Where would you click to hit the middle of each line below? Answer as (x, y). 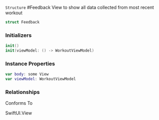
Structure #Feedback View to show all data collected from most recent (80, 7)
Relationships (23, 92)
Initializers (19, 35)
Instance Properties (30, 63)
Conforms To (19, 103)
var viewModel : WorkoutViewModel (41, 79)
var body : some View (27, 74)
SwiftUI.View (19, 113)
